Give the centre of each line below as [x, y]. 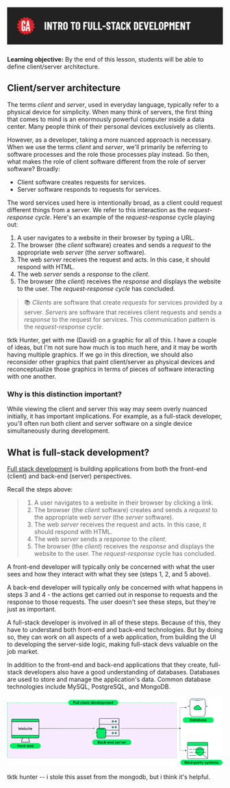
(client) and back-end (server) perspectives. [69, 476]
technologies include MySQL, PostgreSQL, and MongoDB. [89, 686]
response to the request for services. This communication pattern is [119, 319]
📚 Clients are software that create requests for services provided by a [123, 302]
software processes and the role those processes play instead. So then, [108, 154]
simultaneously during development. [59, 431]
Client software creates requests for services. [81, 182]
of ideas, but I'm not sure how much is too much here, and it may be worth [112, 347]
